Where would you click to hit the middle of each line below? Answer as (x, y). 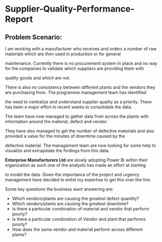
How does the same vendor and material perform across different (77, 229)
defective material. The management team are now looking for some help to (81, 145)
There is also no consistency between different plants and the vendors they (80, 87)
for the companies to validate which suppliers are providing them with (74, 68)
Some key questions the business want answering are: (59, 189)
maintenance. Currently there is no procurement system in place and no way (81, 63)
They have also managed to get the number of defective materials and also (80, 131)
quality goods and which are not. (38, 78)
